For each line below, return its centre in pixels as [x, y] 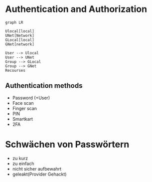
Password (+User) [31, 98]
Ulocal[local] [20, 31]
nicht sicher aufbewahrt [37, 169]
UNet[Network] [20, 35]
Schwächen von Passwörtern [67, 144]
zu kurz [20, 158]
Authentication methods [44, 86]
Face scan [23, 103]
